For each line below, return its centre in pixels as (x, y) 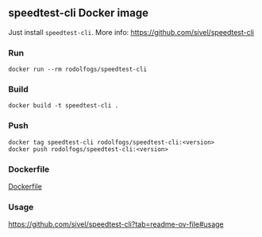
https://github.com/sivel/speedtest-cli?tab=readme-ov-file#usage (116, 224)
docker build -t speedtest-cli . (64, 106)
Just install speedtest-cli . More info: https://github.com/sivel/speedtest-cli (131, 32)
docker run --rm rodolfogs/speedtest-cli (78, 70)
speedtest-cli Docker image (79, 13)
